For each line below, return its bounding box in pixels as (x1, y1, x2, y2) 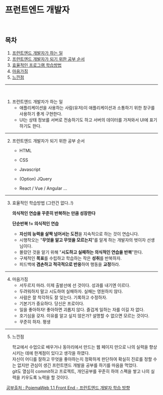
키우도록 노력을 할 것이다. (21, 374, 69, 380)
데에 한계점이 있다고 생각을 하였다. (25, 350, 90, 356)
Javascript (19, 166, 41, 172)
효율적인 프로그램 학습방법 (12, 62, 62, 68)
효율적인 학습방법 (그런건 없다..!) (12, 200, 74, 206)
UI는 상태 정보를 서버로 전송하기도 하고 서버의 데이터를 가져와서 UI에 (19, 117, 149, 123)
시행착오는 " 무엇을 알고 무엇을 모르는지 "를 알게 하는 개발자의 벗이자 (19, 237, 146, 243)
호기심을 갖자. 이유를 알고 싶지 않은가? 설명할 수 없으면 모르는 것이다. (19, 312, 149, 319)
